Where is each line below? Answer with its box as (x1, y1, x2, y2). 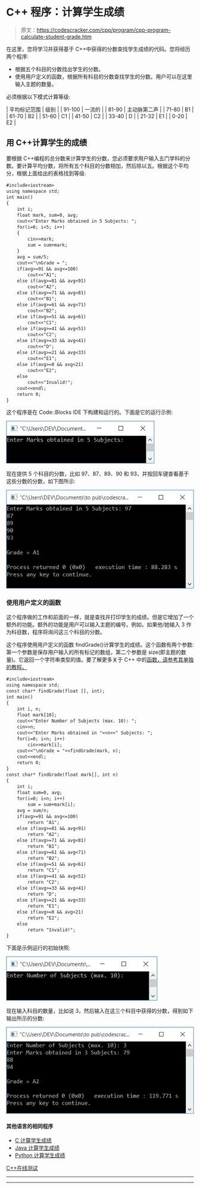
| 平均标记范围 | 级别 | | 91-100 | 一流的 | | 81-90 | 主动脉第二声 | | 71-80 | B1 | (6, 106, 194, 113)
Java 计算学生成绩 (14, 1144, 60, 1151)
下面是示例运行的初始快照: (6, 944, 71, 951)
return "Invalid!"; (27, 927, 76, 933)
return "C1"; (27, 867, 60, 873)
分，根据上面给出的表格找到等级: (6, 170, 86, 177)
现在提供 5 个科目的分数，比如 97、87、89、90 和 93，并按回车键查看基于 (6, 470, 189, 477)
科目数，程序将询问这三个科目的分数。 (11, 628, 105, 635)
